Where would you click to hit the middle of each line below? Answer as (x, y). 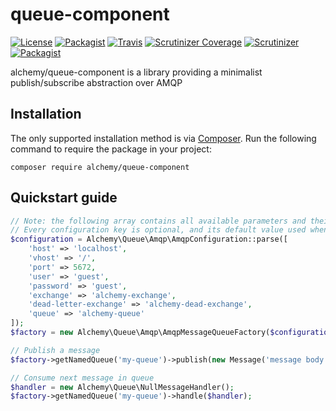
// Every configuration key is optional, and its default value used (158, 230)
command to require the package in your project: (111, 149)
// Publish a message (55, 350)
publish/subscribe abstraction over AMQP (96, 82)
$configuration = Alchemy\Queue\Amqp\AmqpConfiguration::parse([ (149, 239)
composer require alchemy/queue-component (100, 167)
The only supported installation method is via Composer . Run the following (163, 138)
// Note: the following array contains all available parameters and (158, 221)
